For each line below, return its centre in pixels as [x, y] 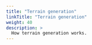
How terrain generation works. [49, 33]
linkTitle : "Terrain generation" [47, 17]
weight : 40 [19, 22]
